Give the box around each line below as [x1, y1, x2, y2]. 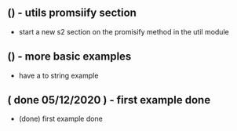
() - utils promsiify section [7, 6, 137, 20]
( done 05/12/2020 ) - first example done [7, 93, 211, 107]
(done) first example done [18, 114, 103, 124]
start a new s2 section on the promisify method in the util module [18, 27, 229, 36]
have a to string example [18, 71, 99, 80]
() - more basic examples [7, 50, 132, 64]
